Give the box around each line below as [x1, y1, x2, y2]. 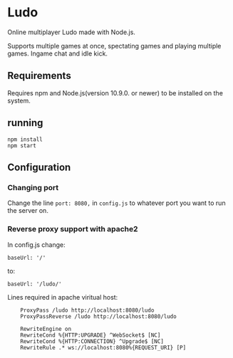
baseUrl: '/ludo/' [7, 280, 62, 288]
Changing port [7, 182, 59, 192]
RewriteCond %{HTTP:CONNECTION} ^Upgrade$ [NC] [20, 337, 164, 345]
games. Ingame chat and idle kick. [7, 49, 108, 58]
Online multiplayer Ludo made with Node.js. [7, 28, 135, 36]
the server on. [7, 206, 48, 215]
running [7, 117, 43, 129]
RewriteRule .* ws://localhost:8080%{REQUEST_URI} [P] [20, 344, 187, 351]
